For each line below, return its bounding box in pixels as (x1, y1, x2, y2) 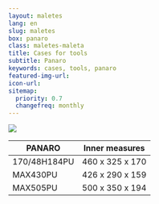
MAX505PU (12, 182, 58, 194)
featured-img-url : (8, 72, 70, 80)
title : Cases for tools (8, 49, 88, 57)
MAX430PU (12, 169, 58, 181)
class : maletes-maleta (8, 42, 84, 50)
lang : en (8, 19, 38, 27)
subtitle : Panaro (8, 57, 67, 65)
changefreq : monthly (15, 102, 84, 110)
